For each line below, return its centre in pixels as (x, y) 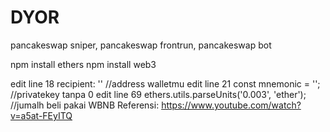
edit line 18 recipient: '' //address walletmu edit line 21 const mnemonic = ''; (165, 83)
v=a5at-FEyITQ (41, 115)
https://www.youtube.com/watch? (231, 105)
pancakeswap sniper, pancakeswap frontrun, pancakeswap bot (141, 45)
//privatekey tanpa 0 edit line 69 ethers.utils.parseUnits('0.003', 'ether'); (158, 94)
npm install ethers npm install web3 (83, 64)
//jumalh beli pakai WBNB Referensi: (85, 105)
